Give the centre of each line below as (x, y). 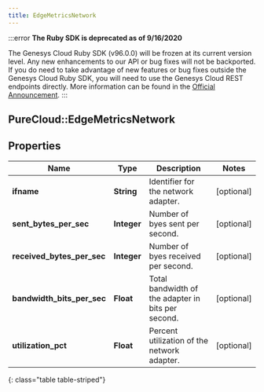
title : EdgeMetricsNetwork (52, 15)
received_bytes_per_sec (59, 256)
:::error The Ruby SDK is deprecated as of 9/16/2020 (95, 38)
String (125, 191)
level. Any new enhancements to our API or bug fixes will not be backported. (132, 61)
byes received (175, 256)
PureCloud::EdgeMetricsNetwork (92, 120)
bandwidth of (174, 288)
